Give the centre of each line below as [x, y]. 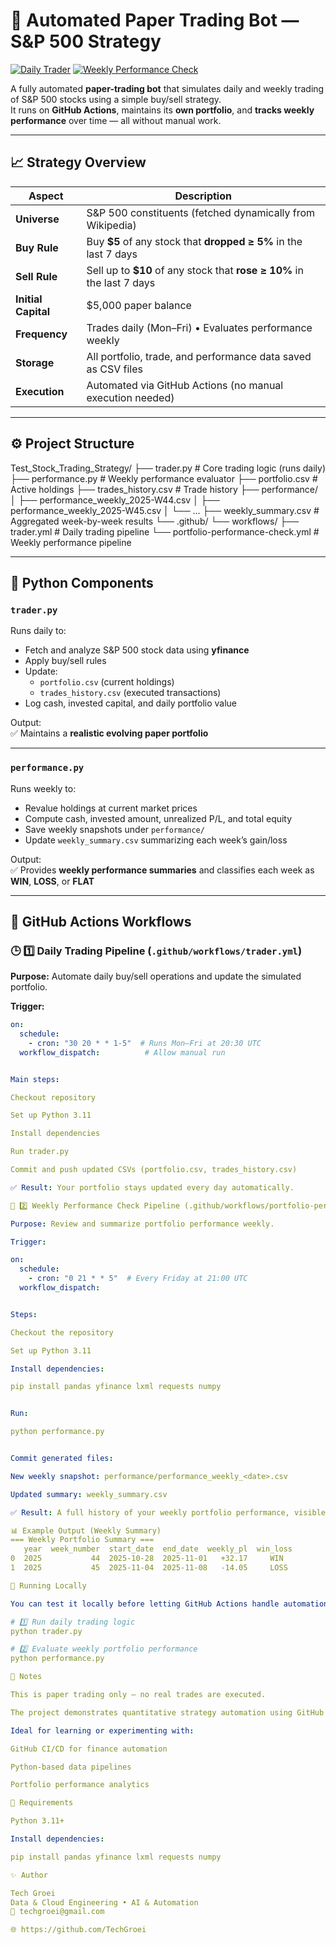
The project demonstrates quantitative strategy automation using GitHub [167, 1712]
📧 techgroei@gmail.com [57, 1912]
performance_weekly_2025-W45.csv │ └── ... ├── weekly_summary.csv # [165, 510]
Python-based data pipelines [71, 1767]
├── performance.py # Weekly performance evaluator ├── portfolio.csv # [164, 478]
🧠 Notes [26, 1677]
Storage [35, 362]
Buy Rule [37, 247]
